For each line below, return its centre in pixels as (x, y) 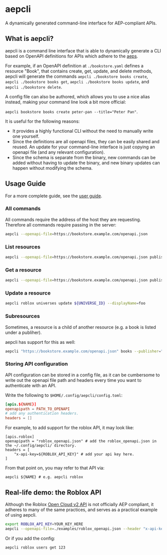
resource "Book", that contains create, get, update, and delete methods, (79, 71)
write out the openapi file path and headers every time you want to (73, 380)
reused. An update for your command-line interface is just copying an (83, 147)
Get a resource (23, 270)
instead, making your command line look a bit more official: (66, 102)
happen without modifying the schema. (52, 168)
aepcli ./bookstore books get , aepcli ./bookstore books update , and (77, 81)
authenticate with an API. (31, 385)
